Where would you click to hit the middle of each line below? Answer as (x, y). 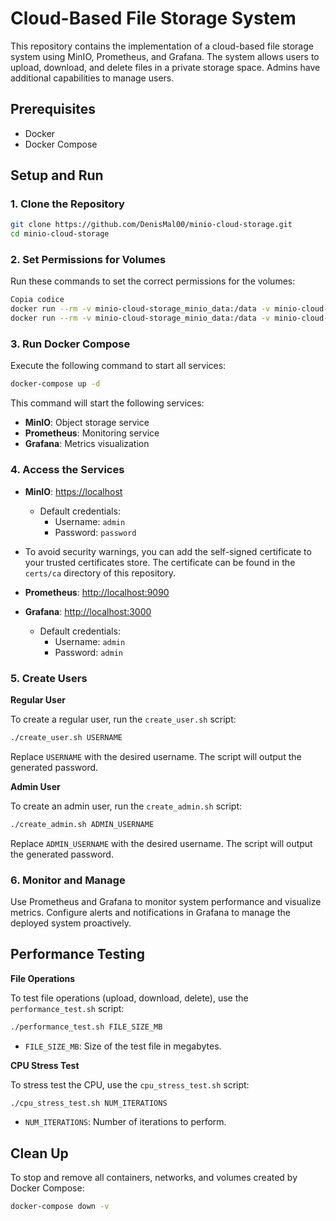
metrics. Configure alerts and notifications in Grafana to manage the (150, 912)
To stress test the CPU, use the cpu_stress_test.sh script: (130, 1084)
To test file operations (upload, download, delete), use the (129, 998)
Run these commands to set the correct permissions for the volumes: (153, 281)
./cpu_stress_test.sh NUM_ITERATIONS (89, 1103)
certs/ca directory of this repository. (100, 573)
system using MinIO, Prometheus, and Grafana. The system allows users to (165, 56)
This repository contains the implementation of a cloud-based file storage (162, 46)
